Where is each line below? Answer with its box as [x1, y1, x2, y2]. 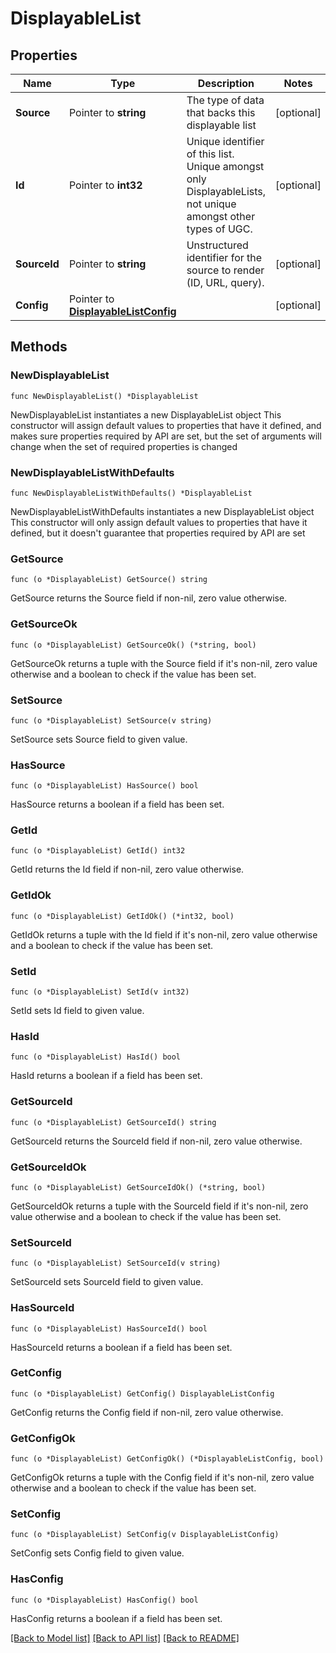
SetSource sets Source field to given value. [10, 733, 188, 745]
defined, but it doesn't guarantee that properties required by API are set [10, 527, 306, 539]
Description [197, 77, 255, 90]
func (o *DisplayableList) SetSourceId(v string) [10, 1258, 222, 1269]
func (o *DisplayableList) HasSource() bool [10, 781, 199, 791]
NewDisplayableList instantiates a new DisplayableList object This [10, 408, 282, 421]
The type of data [186, 93, 265, 107]
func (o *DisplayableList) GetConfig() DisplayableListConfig [10, 1388, 275, 1399]
